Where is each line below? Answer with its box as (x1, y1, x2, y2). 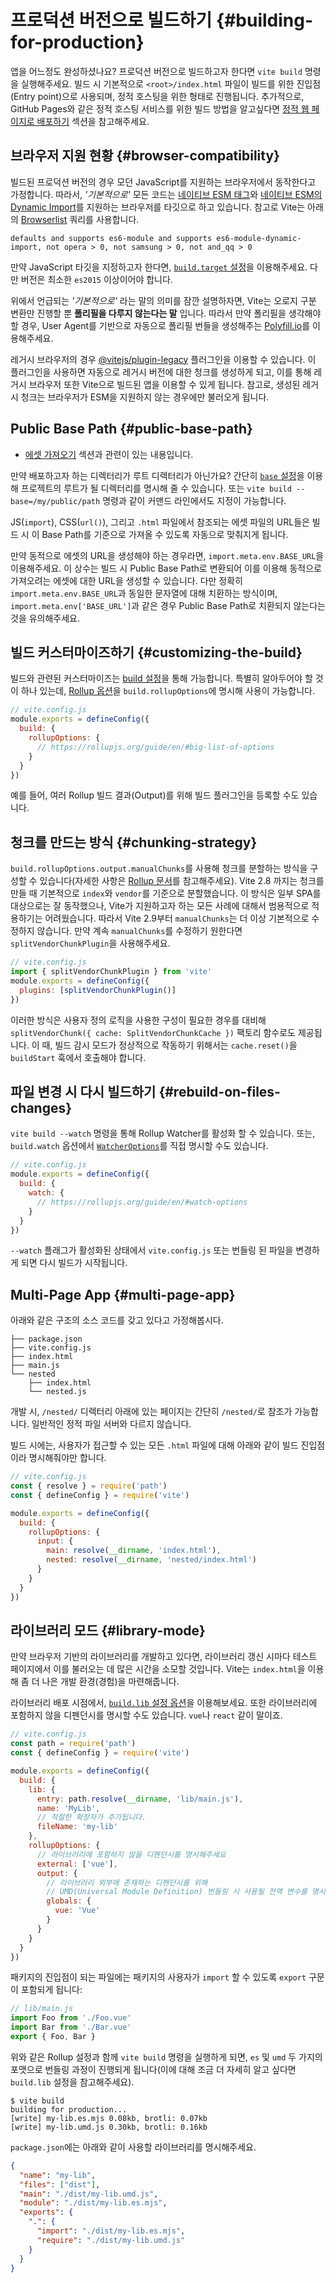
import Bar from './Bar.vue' (10, 2022, 132, 2033)
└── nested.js (28, 1387, 87, 1397)
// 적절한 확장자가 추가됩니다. (36, 1812, 147, 1823)
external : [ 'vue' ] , (36, 1859, 118, 1869)
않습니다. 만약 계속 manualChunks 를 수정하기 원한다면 (36, 925, 243, 937)
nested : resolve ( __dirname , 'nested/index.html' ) (46, 1555, 257, 1565)
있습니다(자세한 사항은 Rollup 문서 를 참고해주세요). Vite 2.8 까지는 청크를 (39, 875, 325, 887)
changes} (10, 1099, 73, 1116)
